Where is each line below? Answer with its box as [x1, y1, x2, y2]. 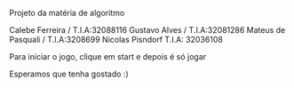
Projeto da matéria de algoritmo [9, 8, 125, 18]
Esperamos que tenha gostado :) [9, 68, 129, 79]
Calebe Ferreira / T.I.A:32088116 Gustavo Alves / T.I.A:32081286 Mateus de [9, 25, 286, 35]
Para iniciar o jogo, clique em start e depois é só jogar [9, 52, 207, 61]
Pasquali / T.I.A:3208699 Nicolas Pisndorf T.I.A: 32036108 [9, 35, 224, 44]
